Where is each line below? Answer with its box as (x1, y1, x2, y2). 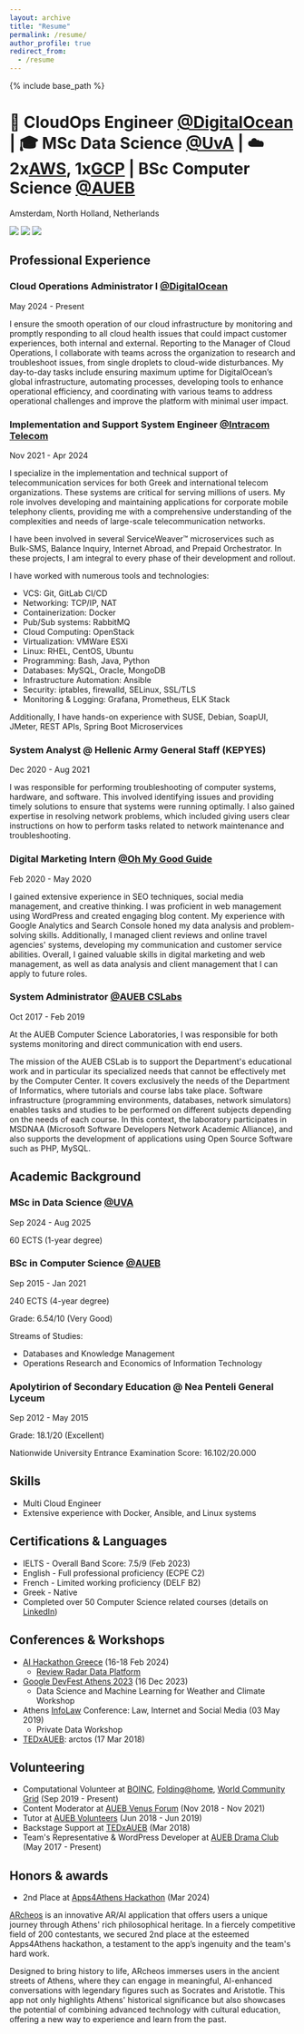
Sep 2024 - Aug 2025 (9, 1217, 92, 1227)
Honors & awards (9, 1868, 109, 1883)
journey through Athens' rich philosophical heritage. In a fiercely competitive (9, 1920, 296, 1931)
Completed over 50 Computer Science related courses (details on (22, 1596, 269, 1607)
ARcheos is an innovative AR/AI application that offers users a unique (9, 1910, 268, 1921)
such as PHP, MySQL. (9, 1142, 91, 1153)
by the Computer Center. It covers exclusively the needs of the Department (9, 1075, 290, 1086)
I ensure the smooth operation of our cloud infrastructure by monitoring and (9, 318, 293, 329)
